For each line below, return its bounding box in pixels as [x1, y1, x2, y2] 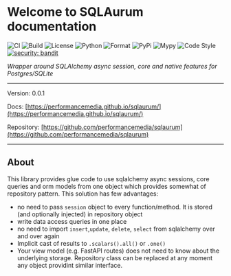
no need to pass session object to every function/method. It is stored [16, 203, 213, 211]
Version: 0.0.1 [7, 89, 45, 97]
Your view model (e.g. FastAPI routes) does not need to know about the [16, 246, 220, 255]
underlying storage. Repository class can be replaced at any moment [16, 253, 213, 262]
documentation [7, 19, 97, 34]
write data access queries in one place [16, 217, 127, 225]
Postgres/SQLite [7, 69, 54, 78]
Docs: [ [7, 102, 27, 111]
